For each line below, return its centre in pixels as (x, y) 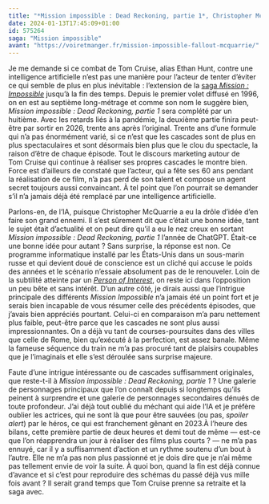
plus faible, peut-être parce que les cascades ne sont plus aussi (114, 323)
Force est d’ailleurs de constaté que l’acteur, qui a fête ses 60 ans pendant (131, 171)
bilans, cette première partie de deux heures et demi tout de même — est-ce (134, 432)
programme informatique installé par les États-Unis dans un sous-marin (126, 254)
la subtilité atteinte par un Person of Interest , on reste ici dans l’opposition (129, 280)
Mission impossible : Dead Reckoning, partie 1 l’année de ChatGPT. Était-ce (132, 238)
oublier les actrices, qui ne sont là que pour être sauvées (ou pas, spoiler (128, 415)
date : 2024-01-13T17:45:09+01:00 (64, 23)
